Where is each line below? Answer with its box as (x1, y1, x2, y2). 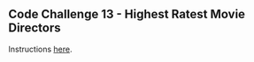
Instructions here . (8, 44, 73, 54)
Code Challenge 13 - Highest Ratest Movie (8, 7, 245, 22)
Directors (8, 21, 61, 36)
